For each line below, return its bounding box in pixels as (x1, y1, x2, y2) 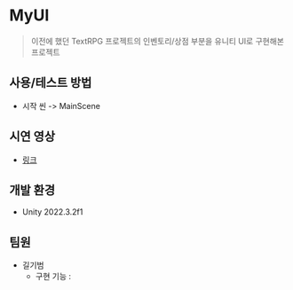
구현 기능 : (35, 271, 72, 282)
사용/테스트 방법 (9, 75, 92, 90)
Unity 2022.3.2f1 (21, 207, 83, 217)
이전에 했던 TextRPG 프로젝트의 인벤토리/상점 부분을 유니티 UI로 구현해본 (30, 35, 284, 46)
